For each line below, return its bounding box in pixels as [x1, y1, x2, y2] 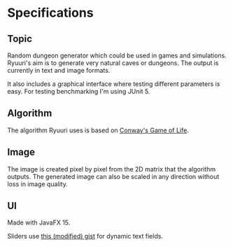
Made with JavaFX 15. [7, 218, 71, 227]
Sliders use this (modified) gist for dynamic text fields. [7, 232, 163, 241]
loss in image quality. [7, 180, 68, 188]
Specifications [7, 5, 94, 21]
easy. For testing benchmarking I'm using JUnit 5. [7, 87, 150, 95]
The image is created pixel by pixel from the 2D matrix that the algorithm [7, 164, 216, 173]
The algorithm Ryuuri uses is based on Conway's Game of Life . [7, 126, 189, 134]
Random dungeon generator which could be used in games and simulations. [7, 51, 227, 59]
